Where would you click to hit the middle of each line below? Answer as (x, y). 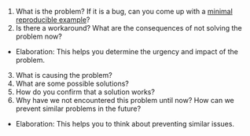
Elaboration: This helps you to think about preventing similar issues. (125, 124)
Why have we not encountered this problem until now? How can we (125, 100)
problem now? (39, 36)
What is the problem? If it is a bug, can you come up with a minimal (124, 11)
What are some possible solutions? (72, 83)
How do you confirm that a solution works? (85, 92)
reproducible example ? (53, 20)
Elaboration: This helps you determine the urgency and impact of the (127, 51)
